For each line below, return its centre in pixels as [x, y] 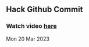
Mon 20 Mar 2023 [28, 39]
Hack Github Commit [44, 10]
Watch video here [31, 26]
